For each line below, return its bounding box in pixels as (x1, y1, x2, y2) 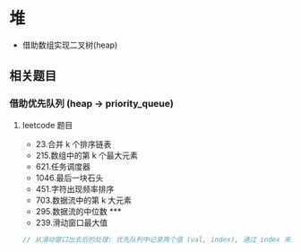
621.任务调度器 (35, 161, 91, 171)
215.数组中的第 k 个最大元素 (35, 150, 139, 161)
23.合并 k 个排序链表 (35, 138, 112, 149)
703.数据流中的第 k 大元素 (35, 195, 133, 205)
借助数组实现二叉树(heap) (21, 39, 118, 50)
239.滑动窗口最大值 (35, 217, 108, 228)
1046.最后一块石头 (35, 172, 104, 183)
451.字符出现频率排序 (35, 183, 115, 194)
